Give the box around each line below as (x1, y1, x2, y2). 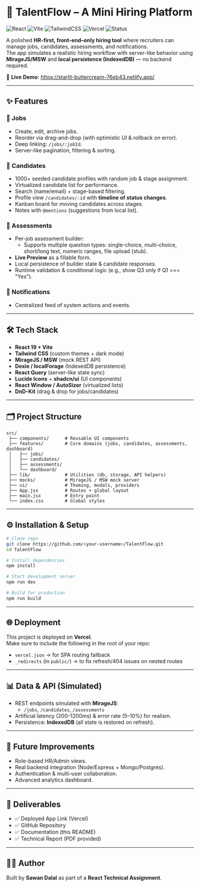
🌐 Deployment (6, 617, 61, 627)
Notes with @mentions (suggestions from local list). (14, 207, 138, 214)
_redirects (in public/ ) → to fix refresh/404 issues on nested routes (14, 657, 183, 664)
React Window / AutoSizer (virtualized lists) (14, 382, 124, 389)
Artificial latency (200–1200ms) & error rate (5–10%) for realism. (14, 713, 171, 720)
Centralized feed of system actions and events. (14, 301, 131, 308)
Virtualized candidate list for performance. (14, 181, 119, 188)
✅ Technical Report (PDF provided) (14, 835, 101, 842)
